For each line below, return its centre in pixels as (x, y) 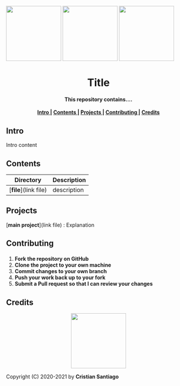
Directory (28, 180)
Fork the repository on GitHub (52, 259)
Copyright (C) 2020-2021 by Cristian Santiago (62, 377)
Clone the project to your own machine (63, 265)
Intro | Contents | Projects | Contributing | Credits (99, 112)
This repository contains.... (99, 99)
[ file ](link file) (28, 190)
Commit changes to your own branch (61, 271)
